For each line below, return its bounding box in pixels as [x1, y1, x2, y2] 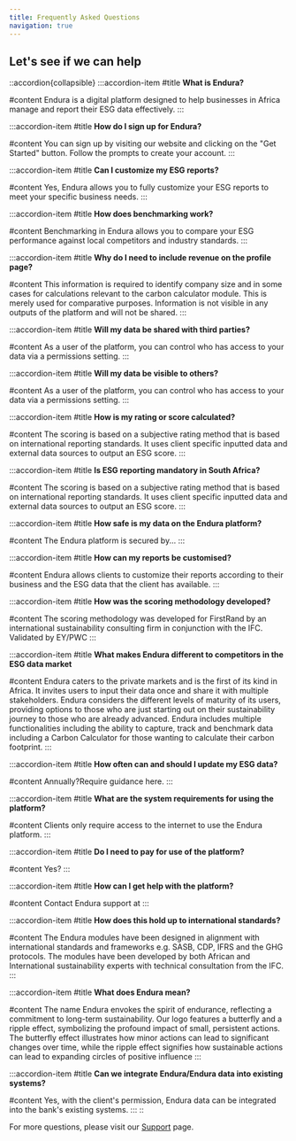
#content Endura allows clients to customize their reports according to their [9, 570, 285, 580]
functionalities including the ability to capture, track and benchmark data [9, 723, 274, 733]
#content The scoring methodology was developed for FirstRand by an [9, 613, 267, 625]
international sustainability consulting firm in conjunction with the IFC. [9, 623, 263, 633]
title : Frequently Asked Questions [9, 12, 140, 22]
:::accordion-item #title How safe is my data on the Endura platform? [9, 518, 262, 529]
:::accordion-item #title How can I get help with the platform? [9, 881, 234, 891]
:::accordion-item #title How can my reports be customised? [9, 553, 231, 563]
